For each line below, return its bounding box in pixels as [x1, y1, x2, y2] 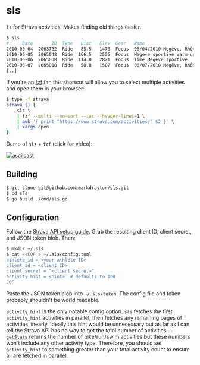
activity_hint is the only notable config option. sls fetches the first [6, 307, 173, 315]
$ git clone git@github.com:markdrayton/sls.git [6, 185, 129, 191]
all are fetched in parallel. [6, 352, 68, 359]
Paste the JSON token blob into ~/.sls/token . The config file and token [6, 290, 181, 297]
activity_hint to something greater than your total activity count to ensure [6, 345, 190, 353]
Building [6, 169, 37, 179]
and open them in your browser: [6, 85, 85, 92]
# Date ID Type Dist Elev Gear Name [6, 40, 145, 46]
